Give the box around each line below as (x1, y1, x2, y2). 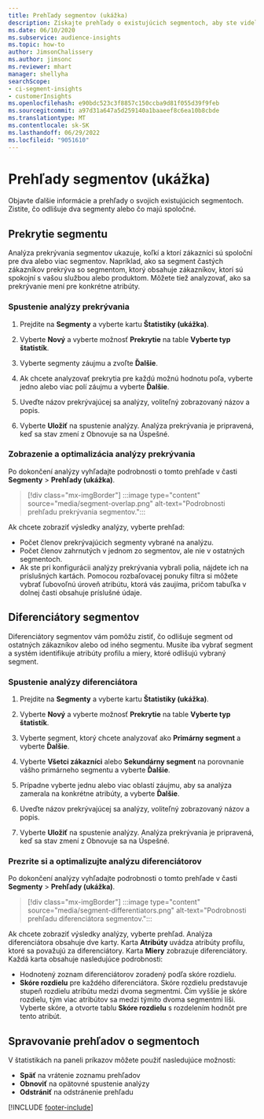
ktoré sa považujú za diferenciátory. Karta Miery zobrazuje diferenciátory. (8, 946, 247, 956)
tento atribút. (19, 1012, 62, 1021)
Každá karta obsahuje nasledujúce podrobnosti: (8, 954, 163, 964)
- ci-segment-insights (8, 84, 82, 93)
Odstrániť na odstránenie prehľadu (19, 1087, 134, 1097)
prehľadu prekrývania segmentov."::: (27, 507, 146, 516)
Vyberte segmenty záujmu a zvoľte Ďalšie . (19, 358, 159, 367)
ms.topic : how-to (8, 41, 65, 49)
